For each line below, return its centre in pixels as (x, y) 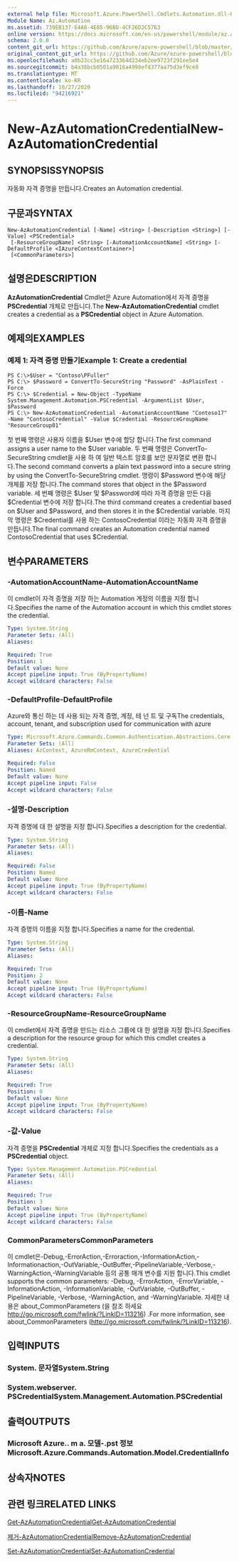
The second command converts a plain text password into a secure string (123, 467)
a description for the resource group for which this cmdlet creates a (107, 1038)
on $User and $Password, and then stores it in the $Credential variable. (112, 511)
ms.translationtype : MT (43, 74)
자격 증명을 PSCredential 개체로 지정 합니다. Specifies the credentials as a (113, 1148)
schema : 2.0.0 (28, 41)
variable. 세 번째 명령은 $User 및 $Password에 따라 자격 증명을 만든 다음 (110, 493)
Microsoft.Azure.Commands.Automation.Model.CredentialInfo (118, 1453)
